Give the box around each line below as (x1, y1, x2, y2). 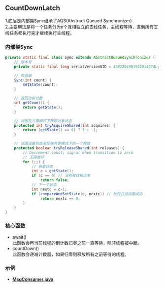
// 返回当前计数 (14, 96, 43, 101)
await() (12, 234, 27, 240)
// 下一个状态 (31, 182, 57, 187)
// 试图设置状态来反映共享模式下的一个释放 (14, 141, 91, 146)
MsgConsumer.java (12, 276, 54, 282)
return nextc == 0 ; (40, 196, 80, 201)
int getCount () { (14, 101, 50, 106)
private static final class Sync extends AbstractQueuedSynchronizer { (5, 55, 155, 60)
